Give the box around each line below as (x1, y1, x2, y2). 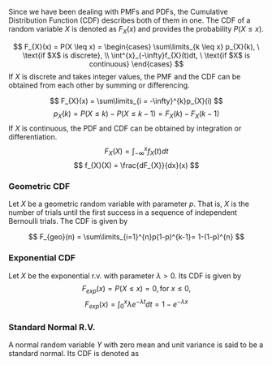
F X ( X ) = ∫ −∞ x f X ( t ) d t (104, 144, 169, 157)
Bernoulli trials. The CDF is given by (8, 217, 128, 226)
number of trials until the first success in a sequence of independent (8, 208, 238, 217)
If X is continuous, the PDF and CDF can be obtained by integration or (8, 123, 242, 133)
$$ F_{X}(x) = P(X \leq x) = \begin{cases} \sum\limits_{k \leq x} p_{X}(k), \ (13, 41, 260, 51)
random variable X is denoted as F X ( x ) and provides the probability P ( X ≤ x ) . (8, 24, 264, 36)
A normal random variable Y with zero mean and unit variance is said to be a (8, 340, 264, 350)
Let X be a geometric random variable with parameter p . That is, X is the (8, 199, 250, 209)
